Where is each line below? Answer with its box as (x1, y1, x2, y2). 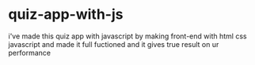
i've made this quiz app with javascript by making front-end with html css (8, 31, 247, 41)
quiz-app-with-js (8, 5, 124, 23)
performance (8, 48, 51, 57)
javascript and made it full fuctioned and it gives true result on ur (8, 39, 219, 49)
